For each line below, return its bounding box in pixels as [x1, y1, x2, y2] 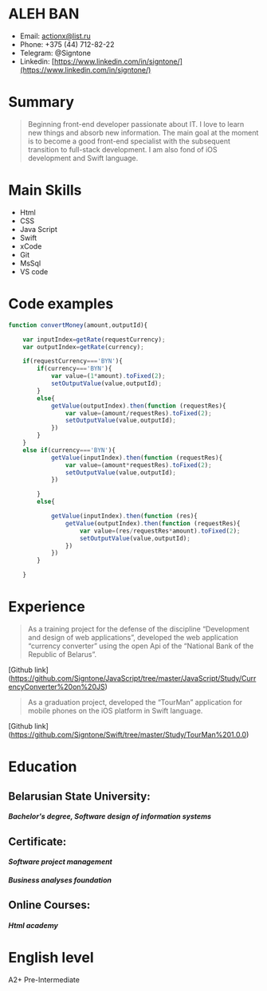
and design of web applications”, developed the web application [27, 632, 239, 642]
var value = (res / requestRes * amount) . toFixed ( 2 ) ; [79, 527, 241, 535]
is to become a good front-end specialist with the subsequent [27, 136, 231, 146]
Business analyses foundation [8, 875, 112, 885]
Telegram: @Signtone [19, 48, 92, 57]
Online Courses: [8, 899, 91, 912]
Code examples [8, 295, 114, 313]
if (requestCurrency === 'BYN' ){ [22, 357, 124, 365]
